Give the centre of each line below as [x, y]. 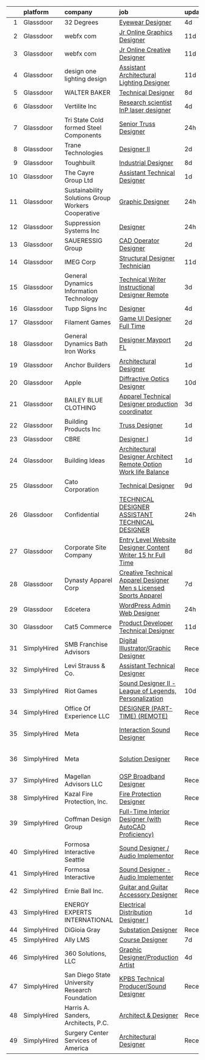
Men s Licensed [142, 588]
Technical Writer [142, 279]
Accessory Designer [148, 895]
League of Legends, [148, 691]
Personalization [141, 699]
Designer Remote [144, 295]
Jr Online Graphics [146, 32]
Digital [128, 641]
